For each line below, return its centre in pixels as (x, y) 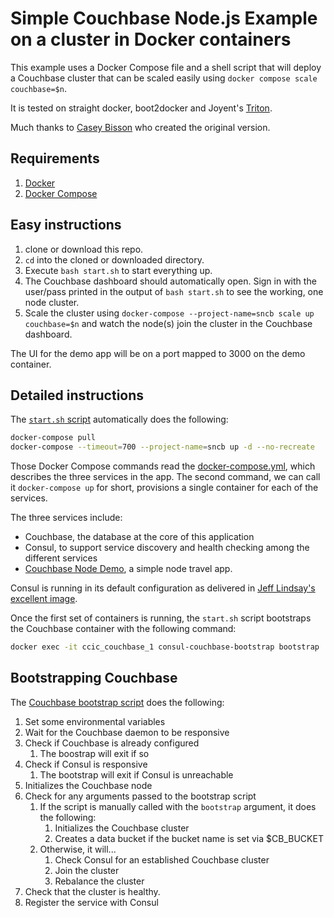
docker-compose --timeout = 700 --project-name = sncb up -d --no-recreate (162, 447)
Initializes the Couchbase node (88, 785)
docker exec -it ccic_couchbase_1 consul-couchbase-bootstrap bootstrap (165, 647)
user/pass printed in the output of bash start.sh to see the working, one (174, 291)
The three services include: (66, 518)
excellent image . (44, 599)
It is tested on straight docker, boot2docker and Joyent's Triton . (141, 108)
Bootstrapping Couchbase (94, 678)
